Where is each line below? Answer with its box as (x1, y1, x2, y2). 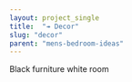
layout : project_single (9, 13, 100, 23)
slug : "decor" (9, 30, 64, 39)
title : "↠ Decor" (9, 22, 79, 31)
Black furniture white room (9, 64, 109, 75)
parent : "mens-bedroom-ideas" (9, 38, 125, 48)
